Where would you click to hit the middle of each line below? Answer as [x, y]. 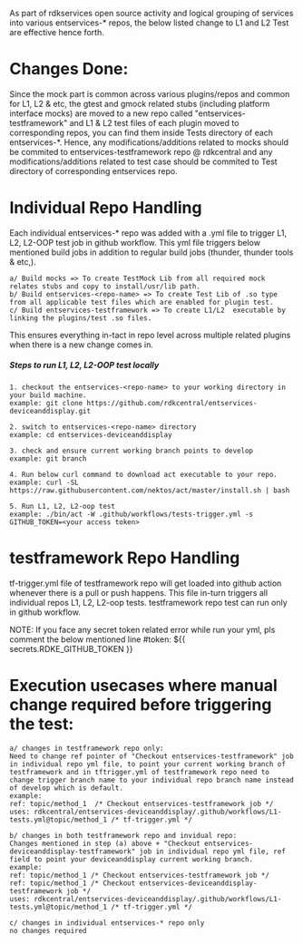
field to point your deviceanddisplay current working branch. [132, 859]
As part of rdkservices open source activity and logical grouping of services [151, 13]
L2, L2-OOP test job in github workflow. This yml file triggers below [135, 242]
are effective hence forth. [57, 32]
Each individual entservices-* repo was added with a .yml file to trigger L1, [148, 233]
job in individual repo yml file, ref [212, 852]
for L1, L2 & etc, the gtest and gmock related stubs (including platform [140, 103]
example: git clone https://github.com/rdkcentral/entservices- [133, 403]
